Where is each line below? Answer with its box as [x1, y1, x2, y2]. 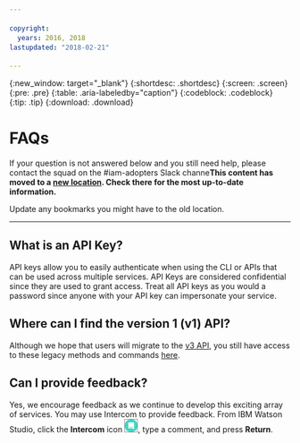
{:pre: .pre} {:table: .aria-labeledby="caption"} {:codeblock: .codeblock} [9, 88, 274, 98]
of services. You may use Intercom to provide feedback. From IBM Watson [9, 408, 283, 420]
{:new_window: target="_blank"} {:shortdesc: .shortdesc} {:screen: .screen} [9, 78, 288, 89]
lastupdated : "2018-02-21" [9, 43, 110, 52]
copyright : [9, 23, 50, 33]
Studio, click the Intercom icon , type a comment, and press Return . [9, 423, 274, 434]
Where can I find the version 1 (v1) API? [9, 316, 230, 331]
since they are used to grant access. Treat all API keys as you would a [9, 280, 266, 291]
